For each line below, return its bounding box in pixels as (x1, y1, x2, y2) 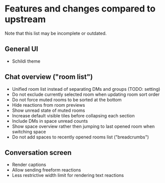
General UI (5, 45, 39, 53)
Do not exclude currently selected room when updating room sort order (12, 91, 160, 97)
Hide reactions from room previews (12, 102, 85, 108)
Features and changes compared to (5, 3, 156, 15)
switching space (12, 128, 46, 134)
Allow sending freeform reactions (12, 167, 81, 173)
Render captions (12, 161, 46, 168)
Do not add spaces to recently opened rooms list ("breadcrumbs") (12, 134, 149, 140)
